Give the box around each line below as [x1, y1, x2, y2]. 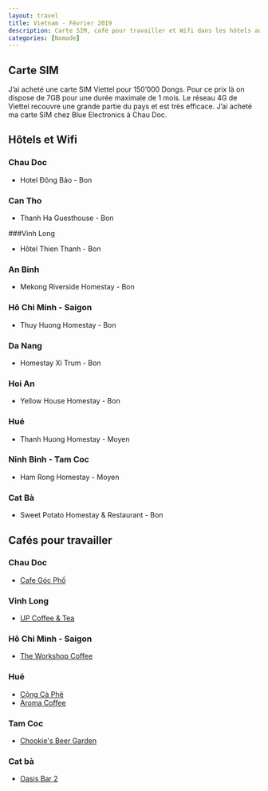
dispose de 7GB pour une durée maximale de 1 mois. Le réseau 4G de [8, 93, 238, 103]
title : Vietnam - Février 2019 [8, 19, 112, 27]
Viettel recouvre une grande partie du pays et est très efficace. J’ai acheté [8, 101, 253, 112]
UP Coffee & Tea [19, 613, 75, 623]
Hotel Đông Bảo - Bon [19, 175, 93, 184]
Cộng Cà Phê [19, 689, 64, 699]
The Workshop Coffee [19, 651, 93, 661]
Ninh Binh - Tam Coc [8, 454, 89, 465]
